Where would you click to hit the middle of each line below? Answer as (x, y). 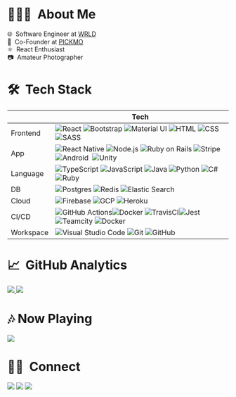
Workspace (30, 232)
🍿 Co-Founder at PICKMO (45, 42)
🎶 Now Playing (50, 319)
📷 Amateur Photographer (45, 57)
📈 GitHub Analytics (67, 265)
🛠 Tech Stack (50, 90)
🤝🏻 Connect (44, 366)
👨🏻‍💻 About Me (52, 14)
